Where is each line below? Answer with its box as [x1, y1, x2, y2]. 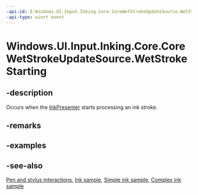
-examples [6, 141, 47, 151]
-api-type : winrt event [6, 14, 65, 20]
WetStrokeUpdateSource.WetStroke [6, 52, 187, 65]
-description [6, 88, 53, 98]
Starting [6, 64, 47, 78]
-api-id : [6, 8, 28, 15]
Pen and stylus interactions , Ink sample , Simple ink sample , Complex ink [6, 176, 181, 183]
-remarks [6, 120, 41, 130]
